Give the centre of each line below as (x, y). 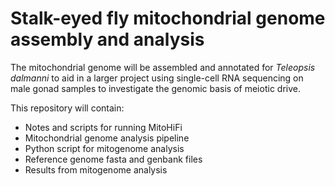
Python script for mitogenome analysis (104, 148)
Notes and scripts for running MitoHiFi (103, 127)
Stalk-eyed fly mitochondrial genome (168, 18)
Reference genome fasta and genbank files (113, 159)
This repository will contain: (67, 108)
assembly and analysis (107, 39)
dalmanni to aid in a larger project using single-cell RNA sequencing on (157, 78)
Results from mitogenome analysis (96, 169)
